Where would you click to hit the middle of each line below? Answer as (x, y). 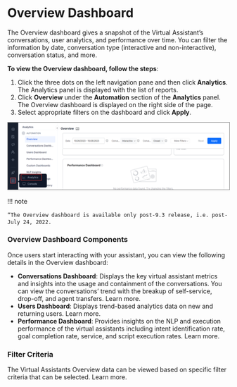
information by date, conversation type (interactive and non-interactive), (112, 47)
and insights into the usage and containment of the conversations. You (120, 283)
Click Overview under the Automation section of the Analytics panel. (119, 97)
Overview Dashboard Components (68, 240)
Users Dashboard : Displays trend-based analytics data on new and (115, 306)
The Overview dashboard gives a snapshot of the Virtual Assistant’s (105, 32)
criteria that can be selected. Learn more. (68, 377)
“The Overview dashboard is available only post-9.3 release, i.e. (108, 215)
